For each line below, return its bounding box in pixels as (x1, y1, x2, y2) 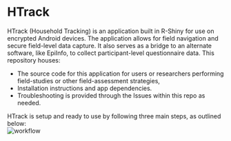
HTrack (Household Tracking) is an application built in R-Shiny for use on (7, 27, 214, 35)
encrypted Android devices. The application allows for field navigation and (7, 34, 219, 42)
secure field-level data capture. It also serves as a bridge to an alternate (7, 41, 212, 50)
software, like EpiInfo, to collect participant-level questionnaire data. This (7, 49, 215, 57)
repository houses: (7, 56, 61, 64)
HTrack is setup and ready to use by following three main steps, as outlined (7, 111, 221, 120)
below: (7, 119, 26, 127)
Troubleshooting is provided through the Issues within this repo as (17, 91, 205, 100)
